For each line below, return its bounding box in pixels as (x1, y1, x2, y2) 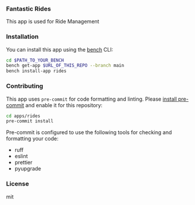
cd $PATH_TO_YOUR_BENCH (6, 57, 64, 63)
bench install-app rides (6, 68, 67, 74)
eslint (14, 153, 28, 160)
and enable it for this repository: (25, 101, 102, 108)
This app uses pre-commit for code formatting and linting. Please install (6, 95, 177, 102)
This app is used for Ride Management (6, 18, 100, 25)
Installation (6, 33, 39, 41)
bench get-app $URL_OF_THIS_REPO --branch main (6, 63, 125, 69)
